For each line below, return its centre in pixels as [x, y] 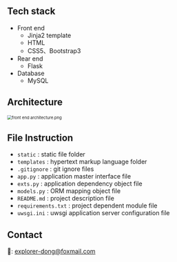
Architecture [35, 102]
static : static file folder [51, 154]
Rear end [30, 59]
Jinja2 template [49, 35]
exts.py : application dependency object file [80, 184]
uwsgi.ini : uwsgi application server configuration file [93, 213]
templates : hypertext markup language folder [82, 162]
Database [31, 73]
